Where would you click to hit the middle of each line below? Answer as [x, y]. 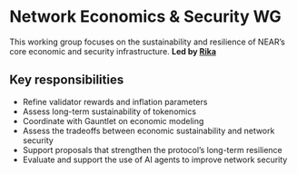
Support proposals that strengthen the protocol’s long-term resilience [153, 150]
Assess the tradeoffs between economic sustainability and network [148, 130]
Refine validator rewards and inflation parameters [115, 101]
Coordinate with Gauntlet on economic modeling [113, 121]
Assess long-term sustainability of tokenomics [109, 111]
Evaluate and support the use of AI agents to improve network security [155, 159]
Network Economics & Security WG [145, 17]
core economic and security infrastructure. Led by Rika [113, 51]
